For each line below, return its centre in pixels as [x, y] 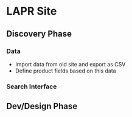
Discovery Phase [39, 34]
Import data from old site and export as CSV [70, 64]
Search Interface [32, 87]
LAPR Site [32, 11]
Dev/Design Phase [42, 106]
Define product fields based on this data [66, 71]
